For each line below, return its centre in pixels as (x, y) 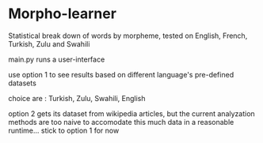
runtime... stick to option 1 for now (64, 130)
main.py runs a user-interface (57, 59)
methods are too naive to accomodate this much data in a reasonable (121, 122)
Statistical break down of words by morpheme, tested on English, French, (128, 36)
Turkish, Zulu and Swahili (49, 43)
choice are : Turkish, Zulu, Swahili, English (77, 98)
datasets (23, 83)
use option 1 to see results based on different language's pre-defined (121, 74)
